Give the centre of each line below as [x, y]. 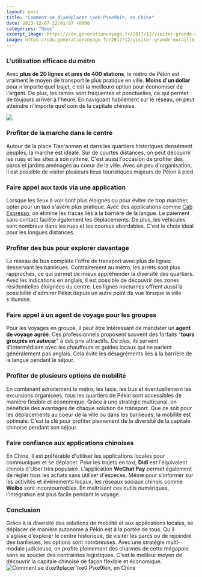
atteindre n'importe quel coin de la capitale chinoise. [71, 106]
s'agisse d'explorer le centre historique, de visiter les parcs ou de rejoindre [99, 536]
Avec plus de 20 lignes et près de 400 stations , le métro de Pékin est [93, 74]
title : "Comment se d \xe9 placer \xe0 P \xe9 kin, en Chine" [80, 17]
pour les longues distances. [41, 232]
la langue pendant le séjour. [41, 360]
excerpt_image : [25, 34]
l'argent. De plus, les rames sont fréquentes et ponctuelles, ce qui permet [97, 93]
